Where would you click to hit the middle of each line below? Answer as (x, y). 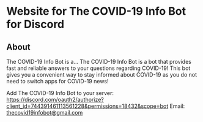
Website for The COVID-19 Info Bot (96, 11)
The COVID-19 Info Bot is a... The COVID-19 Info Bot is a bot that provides (99, 62)
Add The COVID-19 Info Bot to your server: (60, 93)
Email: (177, 106)
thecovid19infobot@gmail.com (45, 112)
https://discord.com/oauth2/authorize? (55, 100)
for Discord (35, 24)
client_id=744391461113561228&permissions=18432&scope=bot (87, 106)
